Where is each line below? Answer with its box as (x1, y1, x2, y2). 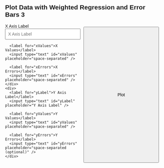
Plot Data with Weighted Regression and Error (5, 3, 145, 11)
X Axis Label (5, 23, 29, 29)
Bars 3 (5, 11, 25, 18)
